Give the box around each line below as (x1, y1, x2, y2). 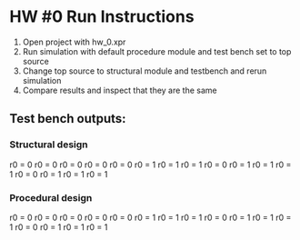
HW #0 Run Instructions (9, 6, 195, 27)
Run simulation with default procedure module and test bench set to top (22, 45, 292, 56)
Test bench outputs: (9, 111, 126, 126)
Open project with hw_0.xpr (22, 36, 126, 47)
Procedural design (9, 191, 93, 204)
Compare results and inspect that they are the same (22, 85, 217, 95)
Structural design (9, 138, 88, 151)
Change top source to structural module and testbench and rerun (22, 65, 267, 76)
